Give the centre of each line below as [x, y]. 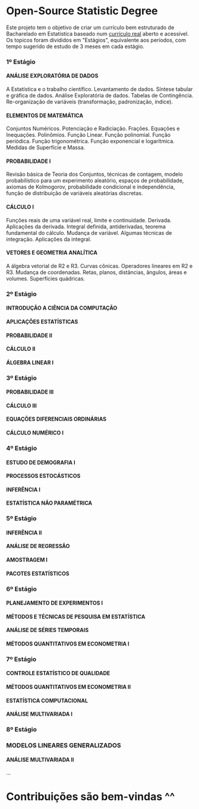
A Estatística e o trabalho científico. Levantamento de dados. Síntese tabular [99, 89]
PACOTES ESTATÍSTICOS [38, 573]
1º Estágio [21, 62]
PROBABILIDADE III [30, 392]
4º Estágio [22, 448]
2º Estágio [21, 294]
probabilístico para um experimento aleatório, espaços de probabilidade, [95, 181]
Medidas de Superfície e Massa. [46, 147]
